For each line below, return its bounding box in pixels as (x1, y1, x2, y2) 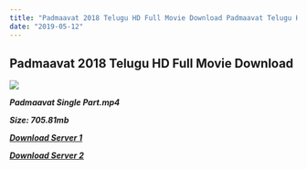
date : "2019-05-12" (9, 22, 84, 31)
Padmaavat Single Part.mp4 (9, 97, 121, 108)
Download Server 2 (9, 150, 85, 161)
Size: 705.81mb (9, 115, 69, 126)
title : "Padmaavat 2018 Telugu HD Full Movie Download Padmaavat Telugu (9, 13, 292, 23)
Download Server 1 (9, 132, 83, 143)
